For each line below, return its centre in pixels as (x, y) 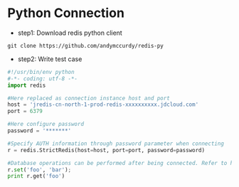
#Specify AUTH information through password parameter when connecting (116, 144)
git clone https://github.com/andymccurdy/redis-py (85, 46)
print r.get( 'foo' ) (36, 176)
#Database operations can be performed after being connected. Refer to (117, 163)
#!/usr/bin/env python (41, 72)
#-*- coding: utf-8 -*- (43, 79)
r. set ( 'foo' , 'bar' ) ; (39, 170)
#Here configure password (46, 124)
